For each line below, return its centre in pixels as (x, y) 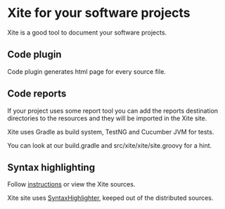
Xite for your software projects (99, 13)
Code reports (37, 94)
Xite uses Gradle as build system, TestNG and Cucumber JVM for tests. (111, 132)
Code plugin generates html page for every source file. (87, 71)
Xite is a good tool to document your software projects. (87, 32)
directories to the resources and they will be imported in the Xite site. (107, 118)
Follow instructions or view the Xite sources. (71, 184)
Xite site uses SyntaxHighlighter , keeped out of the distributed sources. (110, 198)
